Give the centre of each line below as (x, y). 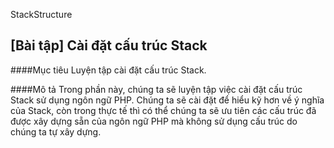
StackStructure (41, 14)
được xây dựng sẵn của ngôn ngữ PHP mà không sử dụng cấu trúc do (154, 121)
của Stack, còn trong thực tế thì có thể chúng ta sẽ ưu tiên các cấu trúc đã (163, 110)
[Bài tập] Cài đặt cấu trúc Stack (109, 45)
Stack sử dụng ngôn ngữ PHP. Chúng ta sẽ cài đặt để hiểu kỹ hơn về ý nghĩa (167, 100)
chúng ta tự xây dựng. (56, 131)
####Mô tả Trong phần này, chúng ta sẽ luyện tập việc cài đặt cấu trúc (156, 89)
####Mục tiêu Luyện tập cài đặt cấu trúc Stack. (108, 70)
